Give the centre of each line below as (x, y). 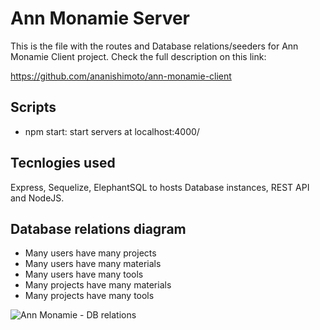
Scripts (33, 107)
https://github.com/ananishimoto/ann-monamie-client (121, 76)
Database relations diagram (98, 228)
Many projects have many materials (98, 285)
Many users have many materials (93, 264)
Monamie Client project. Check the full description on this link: (138, 56)
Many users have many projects (90, 253)
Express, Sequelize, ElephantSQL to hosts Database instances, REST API (160, 187)
